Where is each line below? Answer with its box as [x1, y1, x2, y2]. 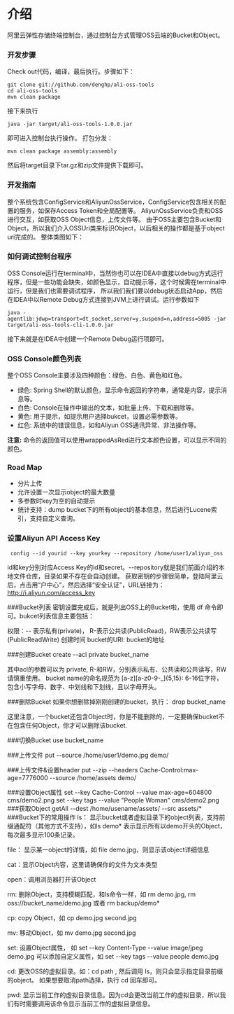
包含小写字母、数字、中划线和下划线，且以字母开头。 [7, 682, 161, 690]
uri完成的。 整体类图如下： [7, 232, 85, 241]
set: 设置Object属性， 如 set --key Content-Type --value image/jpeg [7, 943, 203, 952]
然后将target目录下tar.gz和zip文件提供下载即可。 [7, 161, 147, 169]
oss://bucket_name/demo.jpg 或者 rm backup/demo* [7, 898, 160, 907]
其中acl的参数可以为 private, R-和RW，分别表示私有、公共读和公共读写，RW [7, 665, 227, 673]
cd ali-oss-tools [7, 88, 58, 95]
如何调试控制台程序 [7, 251, 72, 261]
